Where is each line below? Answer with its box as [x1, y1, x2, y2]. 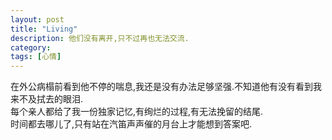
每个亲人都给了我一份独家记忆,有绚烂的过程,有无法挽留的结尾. [10, 106, 264, 118]
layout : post [10, 14, 65, 25]
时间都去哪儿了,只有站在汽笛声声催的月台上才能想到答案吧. [10, 118, 253, 130]
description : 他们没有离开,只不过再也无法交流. [10, 33, 190, 43]
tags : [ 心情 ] [10, 52, 62, 62]
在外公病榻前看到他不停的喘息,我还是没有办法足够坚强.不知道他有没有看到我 [10, 81, 323, 93]
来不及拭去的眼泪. [10, 93, 84, 105]
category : [10, 42, 52, 53]
